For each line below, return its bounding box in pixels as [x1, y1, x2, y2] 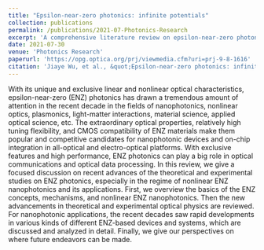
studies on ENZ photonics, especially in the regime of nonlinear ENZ [8, 176, 229, 186]
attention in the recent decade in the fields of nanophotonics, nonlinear [8, 101, 238, 110]
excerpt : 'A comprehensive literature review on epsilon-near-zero [8, 33, 234, 42]
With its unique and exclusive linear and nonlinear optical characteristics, [8, 84, 245, 94]
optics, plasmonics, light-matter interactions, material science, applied [8, 109, 236, 119]
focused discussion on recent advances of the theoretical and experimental [8, 167, 253, 177]
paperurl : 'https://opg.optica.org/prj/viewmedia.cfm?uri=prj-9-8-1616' [8, 56, 251, 64]
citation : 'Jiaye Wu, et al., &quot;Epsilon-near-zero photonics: [8, 63, 230, 71]
